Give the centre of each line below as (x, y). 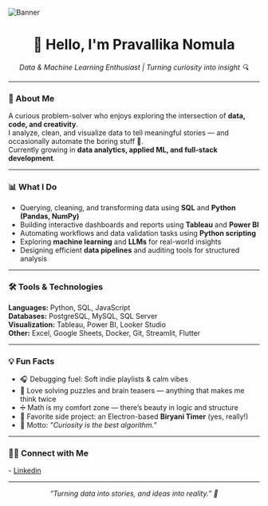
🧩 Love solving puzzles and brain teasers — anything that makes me (132, 391)
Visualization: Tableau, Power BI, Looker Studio (87, 325)
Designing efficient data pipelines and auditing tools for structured (130, 250)
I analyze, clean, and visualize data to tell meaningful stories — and (119, 133)
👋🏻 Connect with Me (49, 453)
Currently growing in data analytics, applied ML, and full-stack (113, 150)
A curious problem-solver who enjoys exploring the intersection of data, (127, 116)
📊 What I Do (33, 187)
